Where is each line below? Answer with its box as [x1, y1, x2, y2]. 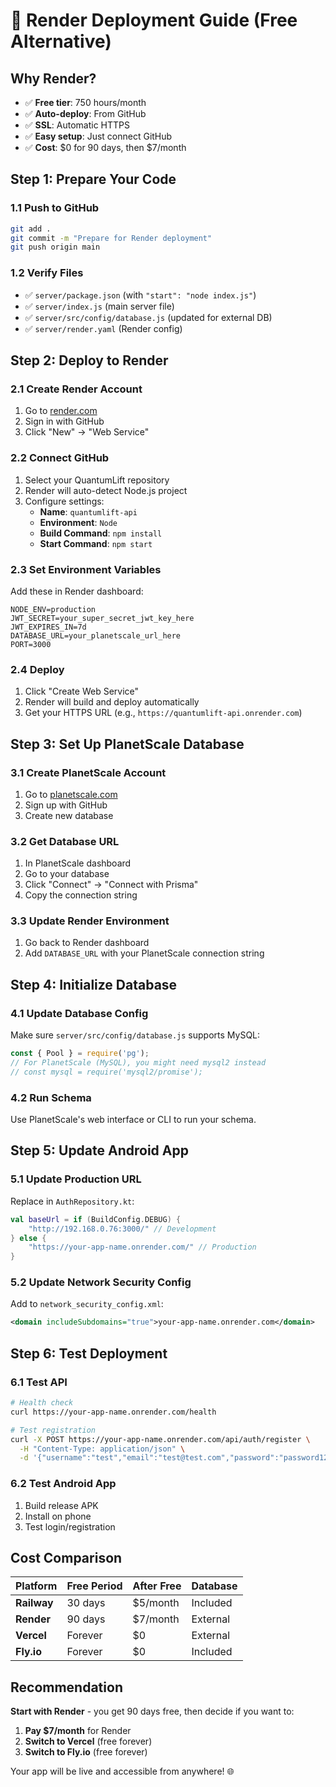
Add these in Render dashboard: [10, 585, 144, 597]
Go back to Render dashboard [24, 937, 150, 949]
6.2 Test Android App [10, 1477, 117, 1491]
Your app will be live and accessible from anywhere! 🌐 [10, 1765, 235, 1778]
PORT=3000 [10, 639, 52, 649]
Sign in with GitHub [24, 415, 105, 428]
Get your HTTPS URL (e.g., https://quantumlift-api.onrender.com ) [24, 707, 303, 719]
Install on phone [24, 1510, 92, 1522]
